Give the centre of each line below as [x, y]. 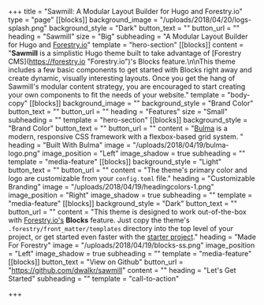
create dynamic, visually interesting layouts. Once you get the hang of [122, 78]
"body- [239, 95]
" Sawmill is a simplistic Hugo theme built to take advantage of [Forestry [125, 53]
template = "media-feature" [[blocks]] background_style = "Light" [115, 162]
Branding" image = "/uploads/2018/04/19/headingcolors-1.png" [111, 187]
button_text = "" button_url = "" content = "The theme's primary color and [128, 170]
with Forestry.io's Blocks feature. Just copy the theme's [99, 220]
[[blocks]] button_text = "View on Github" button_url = [96, 262]
